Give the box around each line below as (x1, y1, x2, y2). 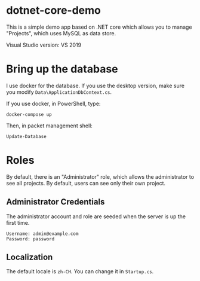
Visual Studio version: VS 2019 (6, 41, 82, 48)
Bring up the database (6, 62, 118, 76)
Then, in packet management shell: (6, 122, 93, 129)
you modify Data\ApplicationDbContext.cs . (6, 88, 112, 96)
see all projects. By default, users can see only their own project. (6, 179, 166, 187)
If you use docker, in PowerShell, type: (6, 100, 101, 107)
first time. (6, 219, 30, 226)
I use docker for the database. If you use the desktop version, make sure (6, 82, 185, 89)
